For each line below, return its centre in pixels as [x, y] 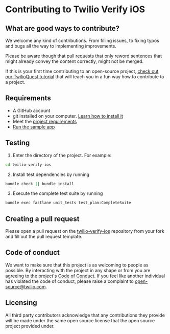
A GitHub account [31, 110]
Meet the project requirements [45, 121]
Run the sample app [34, 127]
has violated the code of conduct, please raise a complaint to [70, 281]
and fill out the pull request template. [44, 237]
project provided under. [30, 326]
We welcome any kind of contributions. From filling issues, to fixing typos [82, 40]
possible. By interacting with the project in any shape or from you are [78, 270]
